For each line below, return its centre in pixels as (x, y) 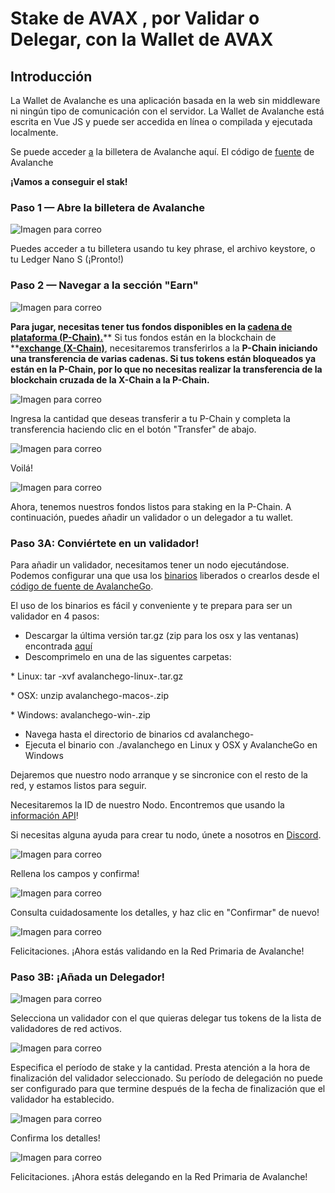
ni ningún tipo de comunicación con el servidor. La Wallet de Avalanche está (167, 111)
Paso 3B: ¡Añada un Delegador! (88, 977)
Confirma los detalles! (55, 1138)
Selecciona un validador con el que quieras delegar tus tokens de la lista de (166, 1018)
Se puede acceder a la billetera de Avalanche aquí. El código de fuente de (162, 151)
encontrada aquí (58, 646)
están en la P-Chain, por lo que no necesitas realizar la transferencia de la (166, 369)
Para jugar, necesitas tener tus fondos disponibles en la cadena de (151, 326)
